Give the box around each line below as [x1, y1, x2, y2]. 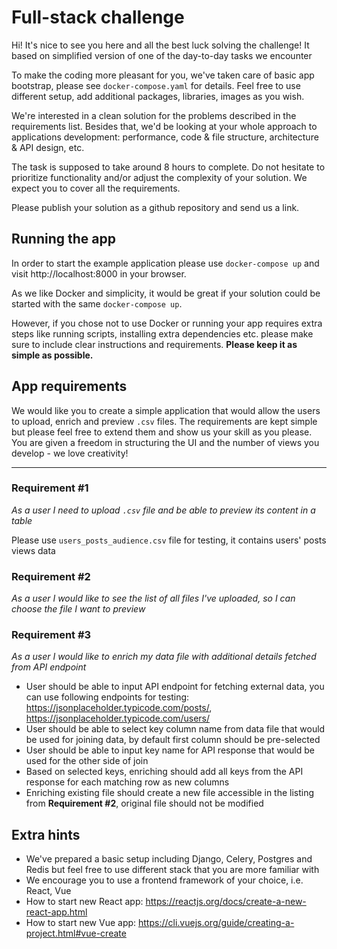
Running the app [11, 231, 116, 248]
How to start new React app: [25, 896, 144, 908]
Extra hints [11, 826, 81, 843]
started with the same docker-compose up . [11, 297, 183, 310]
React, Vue [25, 885, 72, 897]
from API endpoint [11, 661, 87, 673]
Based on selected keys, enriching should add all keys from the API [25, 766, 304, 778]
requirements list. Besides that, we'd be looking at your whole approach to [11, 120, 318, 132]
